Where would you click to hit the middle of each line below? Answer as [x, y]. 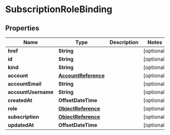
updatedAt [21, 125]
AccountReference [81, 76]
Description [124, 42]
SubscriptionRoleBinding [59, 9]
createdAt [20, 100]
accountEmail [25, 84]
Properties [22, 28]
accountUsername [31, 92]
